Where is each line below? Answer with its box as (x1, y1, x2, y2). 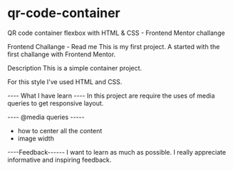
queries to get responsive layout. (7, 98, 104, 108)
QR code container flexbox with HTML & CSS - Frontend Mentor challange (7, 28, 226, 37)
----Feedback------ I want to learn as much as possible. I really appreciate (7, 147, 227, 156)
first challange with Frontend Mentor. (7, 50, 116, 58)
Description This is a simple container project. (7, 63, 143, 72)
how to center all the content (17, 126, 103, 135)
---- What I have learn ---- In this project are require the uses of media (7, 91, 215, 100)
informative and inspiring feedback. (7, 155, 112, 164)
